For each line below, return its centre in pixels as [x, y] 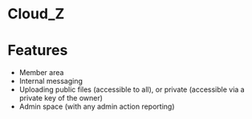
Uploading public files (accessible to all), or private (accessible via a [132, 89]
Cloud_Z [36, 14]
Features [38, 51]
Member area [41, 73]
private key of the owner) [61, 98]
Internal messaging [51, 81]
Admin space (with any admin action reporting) [97, 107]
